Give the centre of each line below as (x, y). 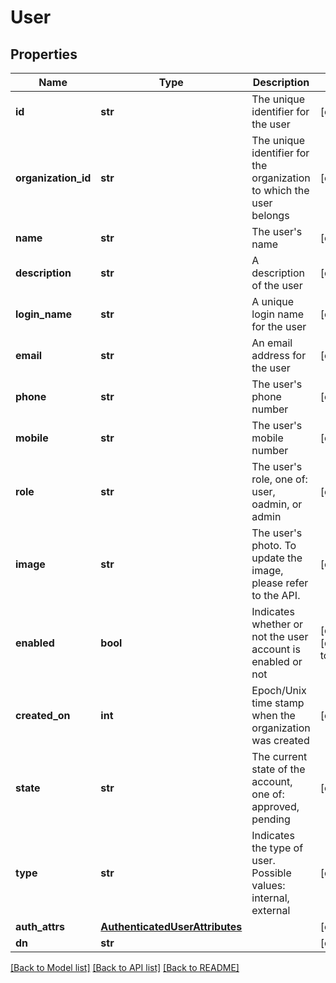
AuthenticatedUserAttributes (171, 926)
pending (271, 819)
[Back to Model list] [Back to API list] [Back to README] (125, 967)
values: (268, 885)
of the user (277, 285)
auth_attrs (40, 926)
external (271, 910)
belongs (270, 215)
